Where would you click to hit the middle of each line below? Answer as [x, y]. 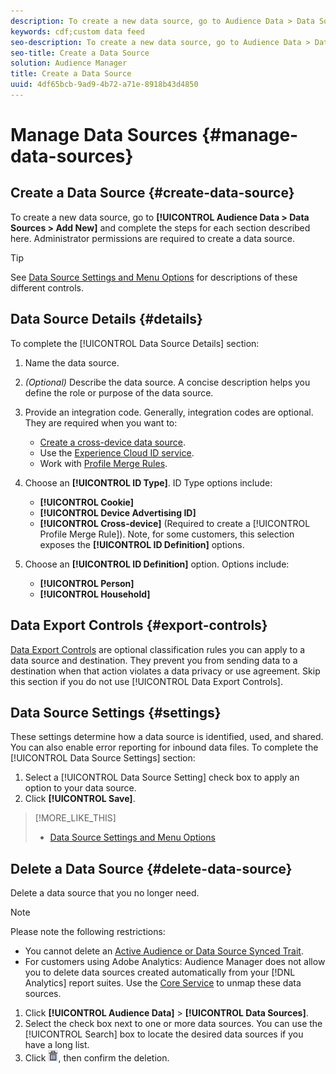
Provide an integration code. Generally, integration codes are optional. [169, 412]
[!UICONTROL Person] [87, 583]
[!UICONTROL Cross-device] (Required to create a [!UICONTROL [175, 523]
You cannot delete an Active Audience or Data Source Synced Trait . [164, 951]
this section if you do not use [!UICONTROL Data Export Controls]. [146, 681]
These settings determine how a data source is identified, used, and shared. [167, 737]
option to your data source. [80, 788]
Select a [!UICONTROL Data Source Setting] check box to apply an [162, 777]
